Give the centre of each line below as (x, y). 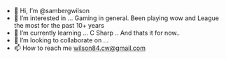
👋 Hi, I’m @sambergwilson (51, 11)
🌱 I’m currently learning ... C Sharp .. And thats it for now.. (97, 33)
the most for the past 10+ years (59, 25)
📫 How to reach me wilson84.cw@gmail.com (79, 48)
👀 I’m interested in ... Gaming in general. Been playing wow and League (116, 18)
